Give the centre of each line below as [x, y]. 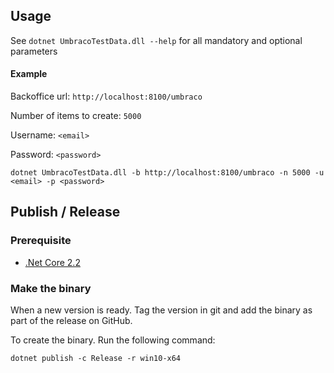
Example [29, 74]
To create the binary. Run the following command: [113, 340]
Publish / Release [65, 212]
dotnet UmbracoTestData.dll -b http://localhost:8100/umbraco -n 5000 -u [167, 173]
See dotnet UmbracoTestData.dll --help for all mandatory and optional [156, 40]
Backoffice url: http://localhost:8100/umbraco [106, 96]
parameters [34, 51]
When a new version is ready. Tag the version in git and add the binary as [161, 310]
